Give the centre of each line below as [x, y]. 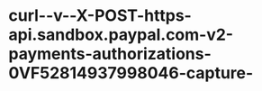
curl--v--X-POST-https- [100, 16]
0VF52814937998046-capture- [131, 73]
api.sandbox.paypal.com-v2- [121, 35]
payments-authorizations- [110, 54]
